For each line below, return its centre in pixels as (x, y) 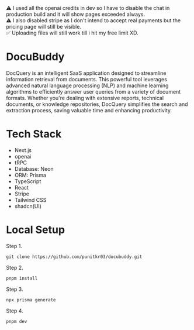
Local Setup (36, 230)
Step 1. (14, 246)
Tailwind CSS (30, 200)
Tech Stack (34, 134)
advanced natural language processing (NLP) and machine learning (87, 85)
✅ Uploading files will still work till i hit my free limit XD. (72, 33)
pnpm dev (17, 321)
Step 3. (15, 289)
